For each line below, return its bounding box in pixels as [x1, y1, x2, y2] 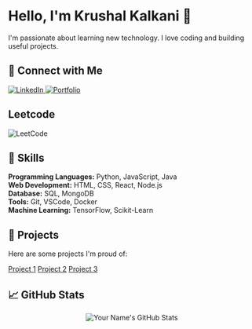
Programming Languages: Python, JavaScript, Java [8, 172, 177, 181]
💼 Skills [8, 151, 45, 164]
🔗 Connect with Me [8, 64, 104, 78]
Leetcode [8, 108, 56, 121]
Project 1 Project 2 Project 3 [8, 265, 98, 274]
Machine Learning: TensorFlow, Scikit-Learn [8, 206, 154, 215]
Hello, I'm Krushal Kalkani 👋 [8, 7, 192, 25]
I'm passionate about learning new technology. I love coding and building [8, 33, 245, 42]
